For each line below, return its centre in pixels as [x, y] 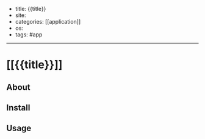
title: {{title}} [31, 9]
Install [18, 108]
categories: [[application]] [48, 22]
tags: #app [29, 35]
